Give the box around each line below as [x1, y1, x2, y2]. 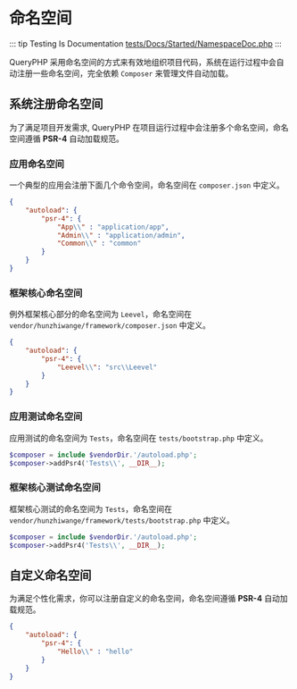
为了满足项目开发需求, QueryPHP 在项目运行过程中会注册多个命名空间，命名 [9, 122, 289, 132]
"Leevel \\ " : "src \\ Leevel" [56, 363, 158, 372]
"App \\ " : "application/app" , [56, 223, 169, 231]
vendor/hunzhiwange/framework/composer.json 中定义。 [9, 320, 211, 331]
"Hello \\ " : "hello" [56, 647, 134, 656]
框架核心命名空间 [9, 287, 83, 299]
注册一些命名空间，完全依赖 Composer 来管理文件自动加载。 [16, 68, 234, 79]
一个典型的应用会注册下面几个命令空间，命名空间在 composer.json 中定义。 [9, 180, 285, 190]
